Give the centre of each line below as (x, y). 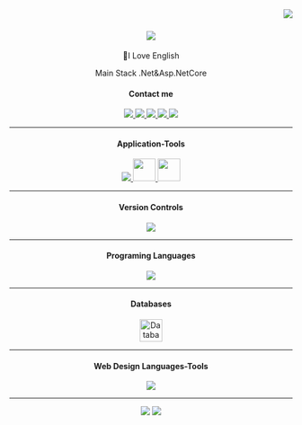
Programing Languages (151, 256)
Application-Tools (151, 144)
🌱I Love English (151, 55)
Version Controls (151, 207)
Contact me (151, 93)
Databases (151, 304)
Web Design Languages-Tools (151, 366)
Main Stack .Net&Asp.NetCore (151, 73)
